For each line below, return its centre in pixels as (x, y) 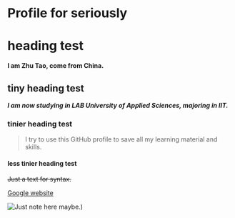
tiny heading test (46, 88)
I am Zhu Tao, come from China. (56, 66)
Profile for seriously (67, 13)
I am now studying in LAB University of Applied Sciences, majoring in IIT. (118, 105)
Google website (30, 193)
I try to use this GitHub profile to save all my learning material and (121, 139)
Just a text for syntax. (39, 179)
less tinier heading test (42, 163)
